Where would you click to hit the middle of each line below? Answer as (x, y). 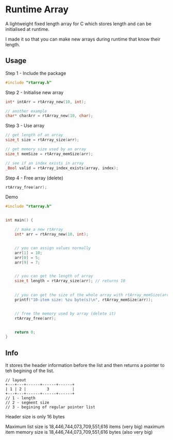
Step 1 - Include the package (36, 73)
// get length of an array (34, 135)
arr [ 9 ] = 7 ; (27, 262)
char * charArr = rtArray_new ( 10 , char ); (49, 116)
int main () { (19, 220)
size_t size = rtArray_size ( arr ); (42, 140)
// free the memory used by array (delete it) (65, 314)
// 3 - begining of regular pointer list (50, 407)
